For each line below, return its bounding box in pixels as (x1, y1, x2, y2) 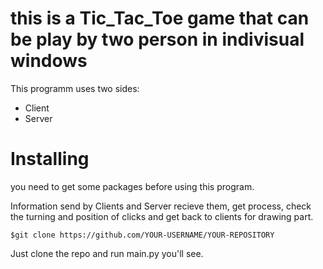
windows (10, 50, 88, 72)
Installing (10, 148, 90, 171)
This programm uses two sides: (10, 82, 140, 94)
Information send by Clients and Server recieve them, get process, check (10, 200, 312, 212)
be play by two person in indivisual (10, 28, 305, 51)
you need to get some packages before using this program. (10, 180, 255, 192)
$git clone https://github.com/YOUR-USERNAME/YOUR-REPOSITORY (10, 230, 275, 240)
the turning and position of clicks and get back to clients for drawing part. (10, 210, 314, 222)
